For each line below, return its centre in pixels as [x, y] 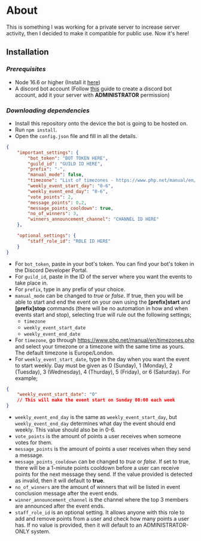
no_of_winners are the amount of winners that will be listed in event [98, 487]
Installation [28, 52]
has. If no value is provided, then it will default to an [78, 525]
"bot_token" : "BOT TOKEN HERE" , [68, 158]
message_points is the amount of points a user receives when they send [103, 449]
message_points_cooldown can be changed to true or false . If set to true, [102, 461]
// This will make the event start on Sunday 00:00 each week [96, 400]
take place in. [31, 283]
